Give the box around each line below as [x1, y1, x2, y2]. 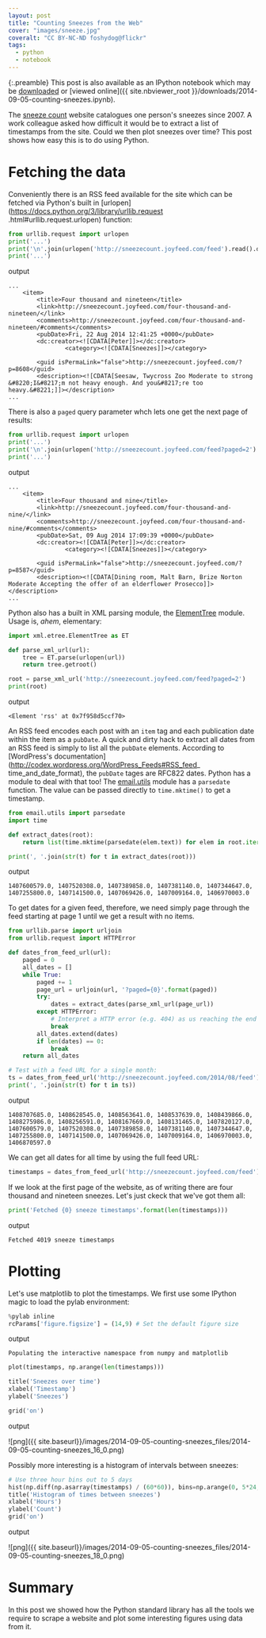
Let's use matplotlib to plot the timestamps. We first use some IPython [8, 1288, 237, 1298]
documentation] [54, 751, 106, 761]
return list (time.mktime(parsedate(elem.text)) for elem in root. [22, 838, 246, 846]
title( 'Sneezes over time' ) [8, 1377, 101, 1386]
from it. [8, 1621, 32, 1631]
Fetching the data [8, 164, 127, 181]
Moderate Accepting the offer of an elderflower [8, 580, 172, 588]
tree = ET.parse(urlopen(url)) [22, 653, 126, 662]
